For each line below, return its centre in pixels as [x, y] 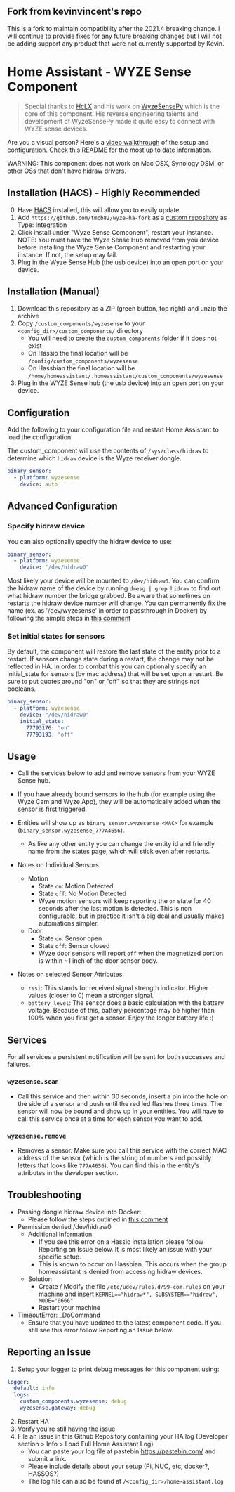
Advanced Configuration [62, 506]
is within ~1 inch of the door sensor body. [98, 961]
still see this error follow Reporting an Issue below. [101, 1330]
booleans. [22, 689]
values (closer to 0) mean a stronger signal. [91, 995]
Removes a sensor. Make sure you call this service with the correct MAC [122, 1150]
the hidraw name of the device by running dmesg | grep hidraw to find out [114, 588]
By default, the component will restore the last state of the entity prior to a [114, 651]
